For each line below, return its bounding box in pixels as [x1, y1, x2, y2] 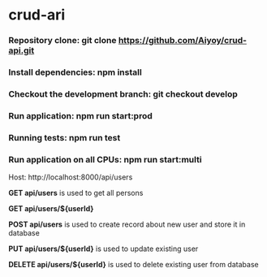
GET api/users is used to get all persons [8, 188, 144, 198]
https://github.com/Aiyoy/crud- [118, 35, 248, 46]
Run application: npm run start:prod [8, 110, 153, 121]
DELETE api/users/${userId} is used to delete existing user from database [8, 260, 259, 270]
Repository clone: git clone [8, 35, 117, 46]
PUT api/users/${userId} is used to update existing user [8, 244, 199, 253]
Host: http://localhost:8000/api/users [8, 172, 133, 182]
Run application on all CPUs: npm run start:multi [8, 154, 202, 165]
